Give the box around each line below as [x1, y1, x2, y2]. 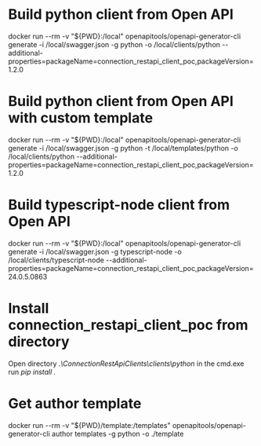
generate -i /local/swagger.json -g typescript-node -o [8, 247, 182, 256]
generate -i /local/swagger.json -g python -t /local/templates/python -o [8, 143, 239, 152]
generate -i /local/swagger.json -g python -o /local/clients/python [8, 39, 221, 49]
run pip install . [8, 367, 56, 376]
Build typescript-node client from [8, 196, 230, 214]
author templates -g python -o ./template [52, 429, 184, 438]
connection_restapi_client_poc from [8, 316, 248, 334]
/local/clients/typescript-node [8, 255, 104, 265]
